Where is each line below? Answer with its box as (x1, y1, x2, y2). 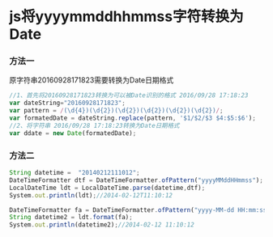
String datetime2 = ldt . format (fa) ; (9, 214, 133, 222)
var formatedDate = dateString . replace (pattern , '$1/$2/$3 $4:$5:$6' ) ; (9, 114, 256, 122)
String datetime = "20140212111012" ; (9, 169, 140, 177)
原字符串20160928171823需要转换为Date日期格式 (9, 75, 174, 85)
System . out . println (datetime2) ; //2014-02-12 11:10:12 (9, 221, 195, 229)
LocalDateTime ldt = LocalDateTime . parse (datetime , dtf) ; (9, 184, 206, 192)
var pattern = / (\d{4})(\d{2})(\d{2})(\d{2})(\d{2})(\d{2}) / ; (9, 107, 224, 115)
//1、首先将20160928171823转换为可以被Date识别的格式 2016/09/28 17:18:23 (9, 91, 249, 99)
